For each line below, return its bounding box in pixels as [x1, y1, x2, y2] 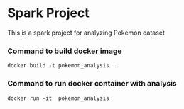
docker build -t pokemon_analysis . [7, 62, 116, 69]
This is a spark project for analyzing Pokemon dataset [7, 28, 166, 37]
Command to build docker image [7, 46, 122, 56]
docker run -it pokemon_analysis [7, 94, 110, 102]
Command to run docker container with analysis [7, 79, 178, 88]
